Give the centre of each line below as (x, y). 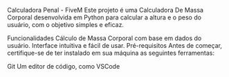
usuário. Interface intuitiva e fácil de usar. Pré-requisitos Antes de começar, (115, 45)
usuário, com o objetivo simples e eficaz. (66, 25)
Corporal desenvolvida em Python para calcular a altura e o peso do (104, 17)
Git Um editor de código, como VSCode (64, 66)
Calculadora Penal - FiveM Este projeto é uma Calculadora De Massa (106, 10)
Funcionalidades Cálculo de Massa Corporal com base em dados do (104, 38)
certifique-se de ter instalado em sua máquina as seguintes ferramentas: (111, 53)
